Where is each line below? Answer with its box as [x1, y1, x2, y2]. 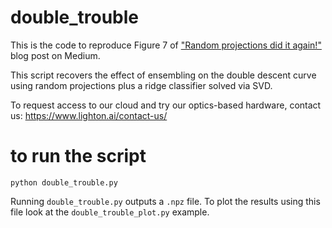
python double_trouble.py [10, 177, 118, 188]
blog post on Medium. [10, 49, 101, 61]
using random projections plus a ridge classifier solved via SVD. [10, 79, 273, 91]
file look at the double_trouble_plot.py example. [10, 206, 210, 218]
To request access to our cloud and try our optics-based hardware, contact [10, 99, 322, 111]
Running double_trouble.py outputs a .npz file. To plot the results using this [10, 195, 321, 207]
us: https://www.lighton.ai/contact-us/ [10, 109, 168, 121]
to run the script [10, 145, 147, 168]
